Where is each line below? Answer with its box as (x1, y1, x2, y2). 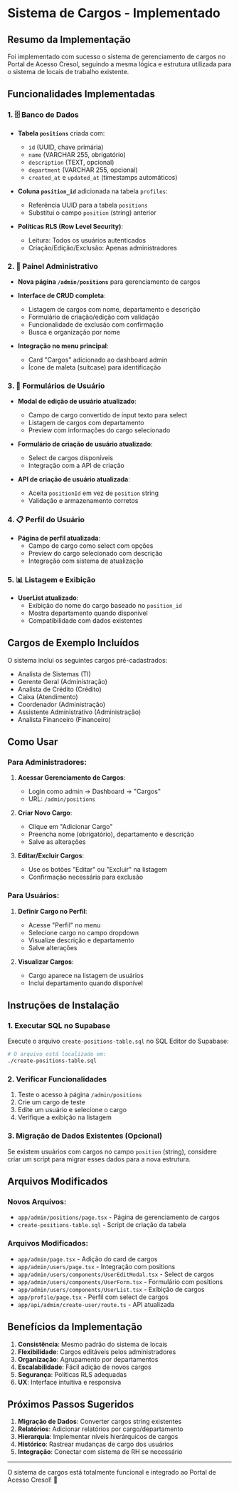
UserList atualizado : (17, 594, 79, 602)
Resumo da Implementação (7, 34, 132, 46)
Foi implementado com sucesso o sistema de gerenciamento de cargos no (7, 52, 226, 61)
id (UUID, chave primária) (28, 143, 104, 151)
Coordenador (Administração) (17, 700, 105, 708)
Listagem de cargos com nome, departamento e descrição (28, 305, 201, 313)
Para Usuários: (7, 890, 60, 900)
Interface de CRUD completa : (17, 291, 106, 300)
